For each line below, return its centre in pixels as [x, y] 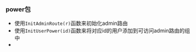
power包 [18, 9]
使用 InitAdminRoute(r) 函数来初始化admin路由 [71, 23]
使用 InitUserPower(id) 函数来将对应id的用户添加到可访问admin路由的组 [102, 31]
